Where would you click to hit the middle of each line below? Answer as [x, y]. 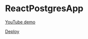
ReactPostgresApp [44, 9]
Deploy [12, 31]
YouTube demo [20, 22]
